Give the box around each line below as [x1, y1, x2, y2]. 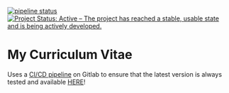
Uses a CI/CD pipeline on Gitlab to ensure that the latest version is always [7, 70, 222, 78]
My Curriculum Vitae [7, 47, 133, 63]
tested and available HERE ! [7, 77, 86, 86]
